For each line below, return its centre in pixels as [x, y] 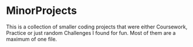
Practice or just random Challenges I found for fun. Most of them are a [91, 32]
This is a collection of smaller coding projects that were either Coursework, [97, 27]
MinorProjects [42, 11]
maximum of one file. [32, 39]
